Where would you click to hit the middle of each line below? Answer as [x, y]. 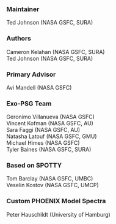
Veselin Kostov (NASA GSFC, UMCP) [53, 185]
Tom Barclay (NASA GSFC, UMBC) [50, 179]
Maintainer [23, 9]
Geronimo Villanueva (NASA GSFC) [50, 117]
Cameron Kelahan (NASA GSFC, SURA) [56, 52]
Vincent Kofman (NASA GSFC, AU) [50, 123]
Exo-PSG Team [29, 103]
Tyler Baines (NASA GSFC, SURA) [49, 150]
